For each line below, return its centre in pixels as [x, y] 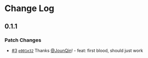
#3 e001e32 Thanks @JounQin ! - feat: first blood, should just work [77, 50]
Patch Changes [23, 40]
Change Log [29, 8]
